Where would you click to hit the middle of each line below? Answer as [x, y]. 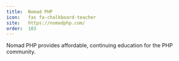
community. [21, 52]
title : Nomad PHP [29, 12]
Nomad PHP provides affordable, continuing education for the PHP [89, 45]
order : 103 [21, 28]
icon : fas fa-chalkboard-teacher [51, 17]
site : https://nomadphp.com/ [46, 23]
